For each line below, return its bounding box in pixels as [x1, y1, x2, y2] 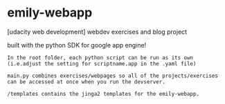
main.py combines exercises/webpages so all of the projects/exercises [7, 72, 218, 79]
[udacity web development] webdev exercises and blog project [7, 28, 188, 36]
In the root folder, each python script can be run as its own [7, 54, 194, 61]
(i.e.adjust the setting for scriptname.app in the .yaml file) [7, 60, 197, 67]
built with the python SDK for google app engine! [7, 41, 147, 49]
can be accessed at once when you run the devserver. [7, 78, 166, 85]
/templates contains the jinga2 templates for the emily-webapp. [7, 90, 199, 97]
